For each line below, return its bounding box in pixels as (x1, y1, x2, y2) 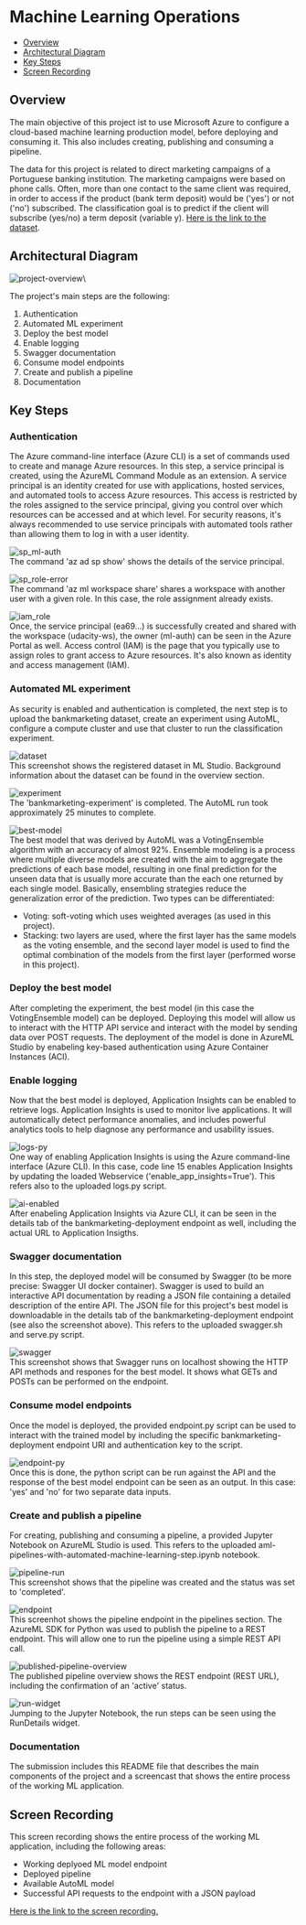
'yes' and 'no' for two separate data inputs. (9, 1486, 172, 1497)
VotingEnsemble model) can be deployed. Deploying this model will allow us (9, 1012, 296, 1023)
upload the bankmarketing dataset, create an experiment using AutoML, (9, 713, 280, 724)
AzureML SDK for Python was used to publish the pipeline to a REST (9, 1624, 267, 1635)
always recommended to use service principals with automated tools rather (9, 519, 293, 530)
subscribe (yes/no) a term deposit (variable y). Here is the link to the (9, 212, 267, 223)
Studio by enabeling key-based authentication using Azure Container (9, 1041, 269, 1052)
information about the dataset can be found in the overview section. (9, 769, 265, 780)
